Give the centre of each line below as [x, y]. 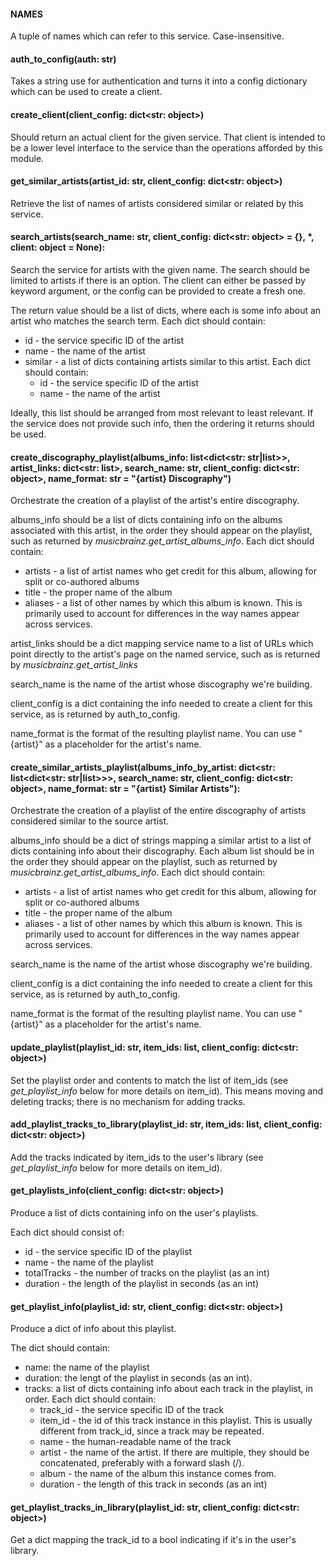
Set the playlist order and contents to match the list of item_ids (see [149, 1080]
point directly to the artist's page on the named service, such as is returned [165, 654]
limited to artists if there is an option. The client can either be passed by [158, 281]
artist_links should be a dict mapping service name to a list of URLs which [162, 644]
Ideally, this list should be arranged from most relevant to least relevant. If [162, 413]
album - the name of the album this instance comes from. [158, 1474]
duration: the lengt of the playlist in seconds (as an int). [138, 1378]
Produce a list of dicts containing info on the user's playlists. [134, 1213]
